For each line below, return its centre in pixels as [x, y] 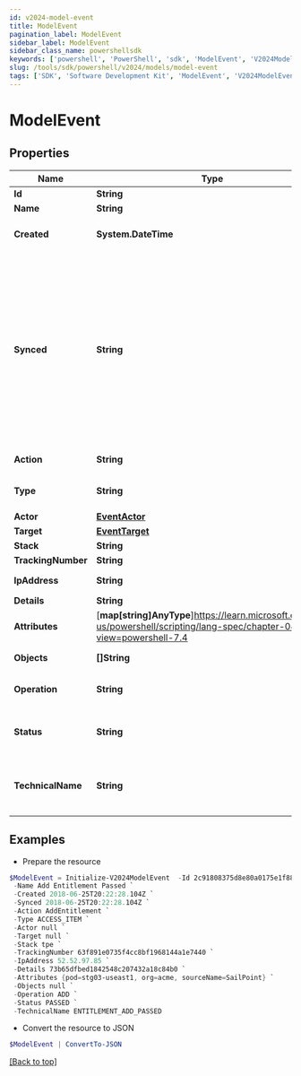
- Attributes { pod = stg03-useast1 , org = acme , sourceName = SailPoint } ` [144, 978]
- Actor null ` [39, 928]
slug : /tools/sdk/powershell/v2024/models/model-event [114, 68]
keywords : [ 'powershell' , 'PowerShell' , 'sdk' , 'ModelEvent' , [128, 59]
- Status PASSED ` [45, 1002]
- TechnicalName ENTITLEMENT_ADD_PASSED [88, 1011]
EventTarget [123, 531]
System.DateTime [135, 234]
